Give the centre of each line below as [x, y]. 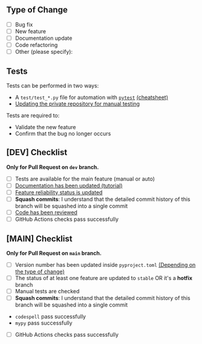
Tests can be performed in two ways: [53, 85]
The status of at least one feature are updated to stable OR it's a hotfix [103, 278]
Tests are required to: [33, 115]
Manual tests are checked [47, 291]
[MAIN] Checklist [39, 239]
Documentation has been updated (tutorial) [69, 185]
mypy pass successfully [44, 323]
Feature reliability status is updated [59, 192]
